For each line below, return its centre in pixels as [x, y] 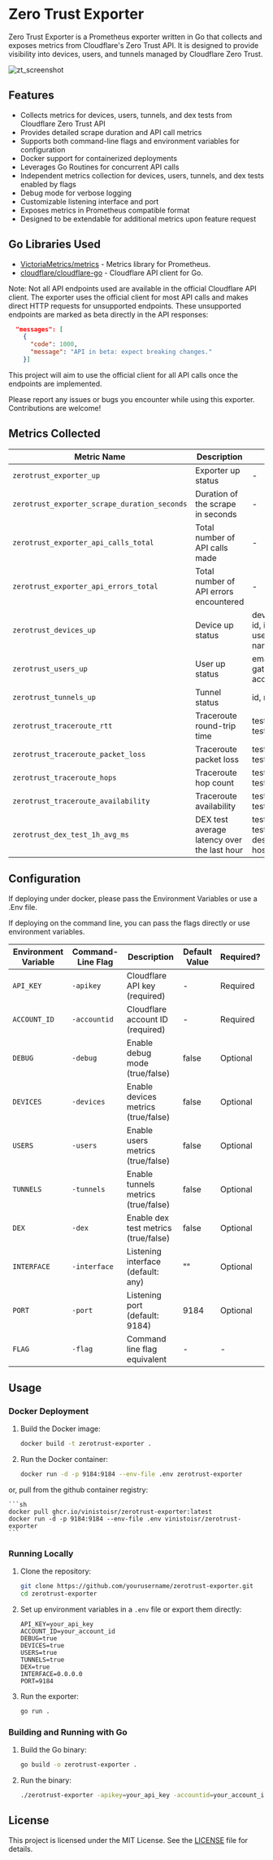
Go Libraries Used [55, 245]
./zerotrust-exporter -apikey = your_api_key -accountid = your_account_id [144, 1796]
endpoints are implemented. [56, 383]
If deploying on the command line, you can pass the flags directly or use [129, 923]
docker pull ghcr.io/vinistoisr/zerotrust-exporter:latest [110, 1512]
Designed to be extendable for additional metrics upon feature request [138, 219]
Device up [214, 625]
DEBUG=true [39, 1639]
